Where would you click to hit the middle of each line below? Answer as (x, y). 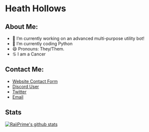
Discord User (26, 86)
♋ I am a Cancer (29, 54)
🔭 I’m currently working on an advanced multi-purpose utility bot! (78, 38)
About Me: (22, 27)
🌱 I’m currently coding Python (42, 44)
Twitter (19, 92)
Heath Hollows (36, 9)
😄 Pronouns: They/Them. (38, 49)
